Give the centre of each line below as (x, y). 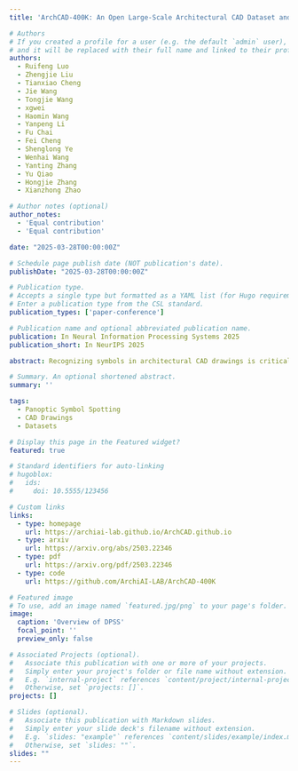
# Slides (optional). (49, 712)
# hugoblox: (31, 475)
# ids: (25, 483)
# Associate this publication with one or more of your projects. (138, 663)
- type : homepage (49, 524)
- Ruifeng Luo (43, 67)
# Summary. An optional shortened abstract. (93, 377)
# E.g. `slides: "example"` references (87, 737)
